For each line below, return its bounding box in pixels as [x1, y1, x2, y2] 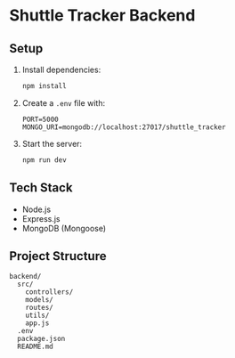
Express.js [21, 213, 61, 224]
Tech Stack [9, 180, 73, 196]
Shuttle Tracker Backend [9, 5, 196, 26]
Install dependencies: [21, 64, 101, 75]
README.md [17, 342, 53, 352]
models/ [25, 296, 53, 305]
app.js [25, 319, 50, 328]
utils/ [25, 311, 50, 321]
